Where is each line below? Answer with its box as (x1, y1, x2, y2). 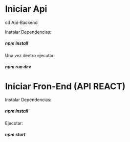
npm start (5, 132, 26, 137)
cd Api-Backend (5, 20, 38, 25)
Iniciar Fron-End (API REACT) (5, 81, 126, 92)
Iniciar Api (5, 3, 47, 15)
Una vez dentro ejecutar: (5, 52, 55, 58)
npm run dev (5, 63, 32, 69)
